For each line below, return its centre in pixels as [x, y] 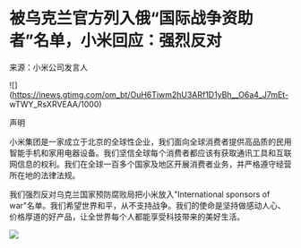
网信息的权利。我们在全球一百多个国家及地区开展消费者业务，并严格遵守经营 [150, 164]
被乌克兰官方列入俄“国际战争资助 [131, 18]
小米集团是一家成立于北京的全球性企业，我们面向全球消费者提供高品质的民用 [150, 141]
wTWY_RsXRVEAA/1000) [56, 104]
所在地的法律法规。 [45, 175]
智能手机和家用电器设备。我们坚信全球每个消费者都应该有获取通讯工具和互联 [150, 152]
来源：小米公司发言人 [48, 67]
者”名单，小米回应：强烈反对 [116, 41]
